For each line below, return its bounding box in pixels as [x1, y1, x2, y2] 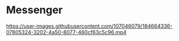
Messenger [6, 3, 63, 17]
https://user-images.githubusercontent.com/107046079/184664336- [6, 23, 173, 29]
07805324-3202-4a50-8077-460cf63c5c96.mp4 [6, 28, 127, 35]
